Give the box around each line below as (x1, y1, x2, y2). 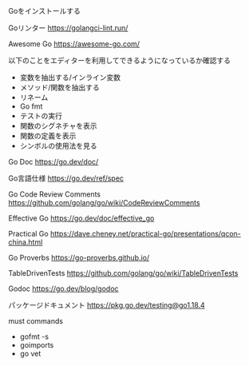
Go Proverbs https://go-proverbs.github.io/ (8, 253, 150, 262)
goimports (19, 340, 54, 349)
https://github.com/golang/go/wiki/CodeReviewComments (8, 198, 201, 207)
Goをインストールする (8, 6, 81, 15)
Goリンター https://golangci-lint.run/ (8, 23, 128, 33)
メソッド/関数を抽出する (19, 82, 100, 92)
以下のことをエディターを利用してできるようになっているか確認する (8, 56, 231, 65)
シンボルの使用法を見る (19, 141, 97, 150)
